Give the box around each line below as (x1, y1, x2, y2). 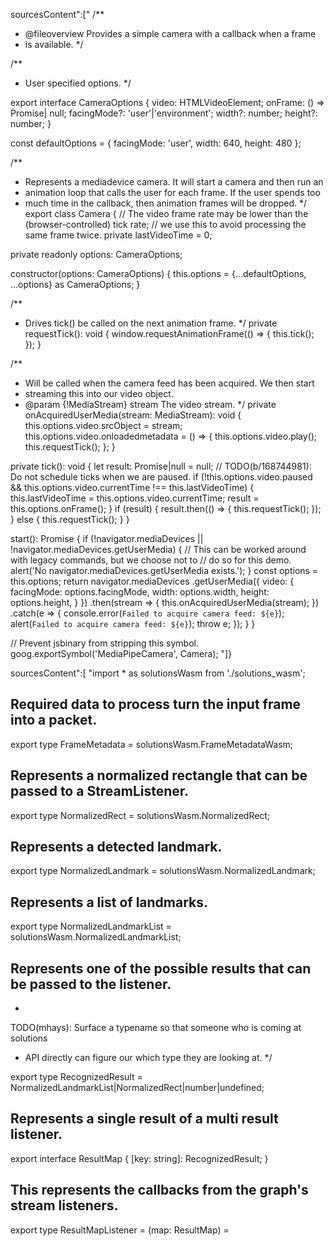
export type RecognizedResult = (10, 1071, 143, 1083)
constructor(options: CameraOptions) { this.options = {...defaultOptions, (10, 268, 307, 279)
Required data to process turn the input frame (10, 696, 302, 713)
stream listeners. (10, 1197, 119, 1214)
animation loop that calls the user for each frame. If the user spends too (24, 187, 321, 198)
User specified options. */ (24, 77, 132, 89)
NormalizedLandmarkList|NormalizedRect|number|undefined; (10, 1082, 265, 1094)
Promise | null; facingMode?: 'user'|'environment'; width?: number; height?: (10, 107, 318, 119)
